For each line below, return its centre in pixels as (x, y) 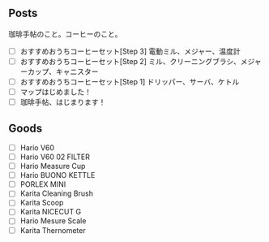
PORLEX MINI (43, 184)
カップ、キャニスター (63, 71)
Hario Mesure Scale (53, 221)
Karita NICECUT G (51, 212)
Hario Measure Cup (53, 166)
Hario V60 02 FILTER (55, 157)
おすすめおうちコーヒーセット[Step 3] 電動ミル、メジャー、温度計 (130, 51)
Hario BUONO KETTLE (58, 175)
